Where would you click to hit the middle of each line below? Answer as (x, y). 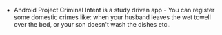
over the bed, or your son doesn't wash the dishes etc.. (92, 24)
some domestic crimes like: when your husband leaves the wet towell (112, 17)
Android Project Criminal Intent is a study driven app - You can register (114, 10)
